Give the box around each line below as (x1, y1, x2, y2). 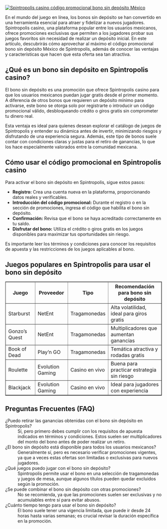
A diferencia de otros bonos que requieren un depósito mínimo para (5, 97, 144, 103)
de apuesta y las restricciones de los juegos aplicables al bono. (5, 246, 135, 252)
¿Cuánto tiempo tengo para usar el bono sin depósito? (5, 502, 116, 508)
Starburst (8, 310, 30, 317)
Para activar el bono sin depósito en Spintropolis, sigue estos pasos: (5, 179, 145, 185)
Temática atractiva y (110, 346, 158, 353)
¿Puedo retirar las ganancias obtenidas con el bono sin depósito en (5, 418, 143, 424)
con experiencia (110, 387, 148, 394)
